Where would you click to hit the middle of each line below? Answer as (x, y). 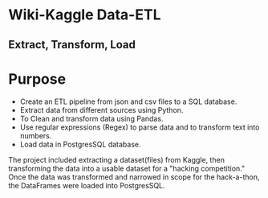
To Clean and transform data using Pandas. (91, 118)
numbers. (36, 135)
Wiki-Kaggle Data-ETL (85, 15)
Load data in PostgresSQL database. (81, 144)
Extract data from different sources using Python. (102, 109)
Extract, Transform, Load (72, 45)
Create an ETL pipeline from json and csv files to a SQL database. (128, 101)
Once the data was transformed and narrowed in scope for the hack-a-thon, (134, 177)
